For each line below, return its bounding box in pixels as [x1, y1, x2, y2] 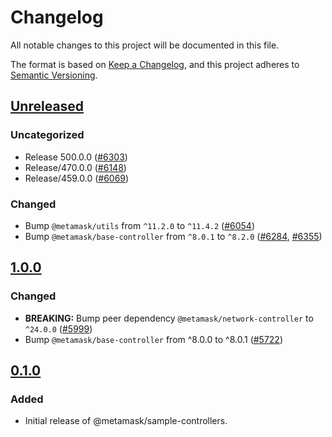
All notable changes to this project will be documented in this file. [10, 39, 280, 51]
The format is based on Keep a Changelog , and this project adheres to [10, 58, 300, 70]
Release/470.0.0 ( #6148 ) [24, 161, 127, 173]
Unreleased [10, 98, 85, 115]
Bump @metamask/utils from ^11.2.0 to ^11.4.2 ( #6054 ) [24, 219, 256, 231]
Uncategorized [10, 128, 85, 142]
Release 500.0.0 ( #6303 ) [24, 151, 128, 163]
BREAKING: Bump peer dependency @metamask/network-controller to [24, 312, 314, 324]
